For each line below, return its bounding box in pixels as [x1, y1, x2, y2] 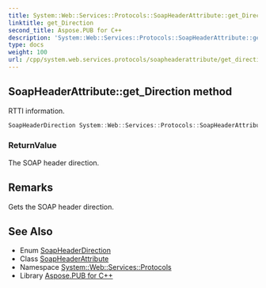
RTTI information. [8, 106, 65, 116]
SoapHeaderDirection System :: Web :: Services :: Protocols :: [8, 121, 200, 129]
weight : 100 [8, 48, 47, 56]
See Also [8, 225, 53, 238]
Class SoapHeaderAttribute [19, 254, 109, 263]
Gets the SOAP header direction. [8, 202, 115, 211]
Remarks [8, 181, 54, 195]
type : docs [8, 41, 44, 49]
